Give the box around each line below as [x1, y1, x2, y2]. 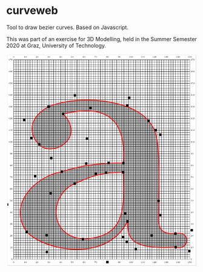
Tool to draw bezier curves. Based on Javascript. [6, 24, 129, 31]
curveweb [6, 4, 59, 18]
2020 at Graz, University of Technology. [6, 42, 107, 49]
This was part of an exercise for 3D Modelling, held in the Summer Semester [6, 35, 197, 42]
